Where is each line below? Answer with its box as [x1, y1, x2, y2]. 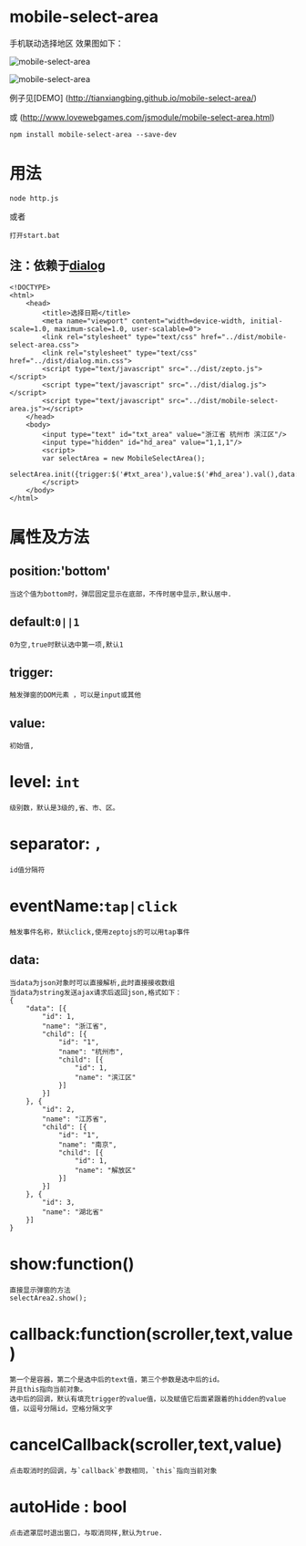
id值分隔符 [9, 866, 46, 875]
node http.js [9, 193, 59, 202]
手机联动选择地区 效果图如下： [9, 37, 124, 48]
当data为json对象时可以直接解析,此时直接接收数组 [9, 978, 176, 987]
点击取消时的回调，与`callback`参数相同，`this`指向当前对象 [9, 1466, 218, 1475]
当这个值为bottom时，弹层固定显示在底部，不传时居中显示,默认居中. [9, 589, 232, 598]
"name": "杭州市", [57, 1047, 125, 1056]
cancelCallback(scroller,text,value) [9, 1434, 282, 1455]
